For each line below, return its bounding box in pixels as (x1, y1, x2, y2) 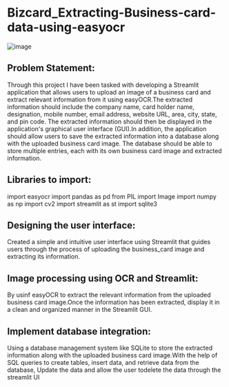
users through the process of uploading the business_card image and (7, 245, 205, 253)
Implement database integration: (7, 326, 152, 337)
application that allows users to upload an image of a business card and (7, 88, 212, 96)
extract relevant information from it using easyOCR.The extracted (7, 95, 193, 103)
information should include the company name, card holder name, (7, 102, 195, 111)
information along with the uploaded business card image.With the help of (7, 351, 218, 359)
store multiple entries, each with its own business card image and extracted (7, 146, 222, 155)
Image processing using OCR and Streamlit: (7, 272, 199, 284)
